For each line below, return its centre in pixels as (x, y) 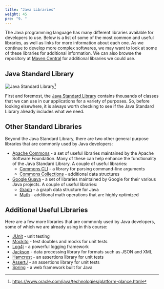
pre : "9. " (16, 19)
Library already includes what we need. (45, 111)
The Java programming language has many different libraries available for (79, 33)
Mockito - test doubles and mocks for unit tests (60, 242)
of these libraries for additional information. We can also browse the (73, 53)
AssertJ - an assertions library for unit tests (56, 262)
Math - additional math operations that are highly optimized (79, 195)
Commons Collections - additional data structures (69, 174)
